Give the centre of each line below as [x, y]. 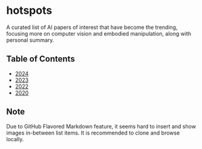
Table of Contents [41, 59]
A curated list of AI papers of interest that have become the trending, [92, 27]
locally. [15, 139]
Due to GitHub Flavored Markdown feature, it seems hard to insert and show [101, 126]
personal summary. [30, 40]
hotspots [29, 11]
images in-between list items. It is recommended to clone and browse [93, 133]
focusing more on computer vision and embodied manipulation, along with [99, 33]
